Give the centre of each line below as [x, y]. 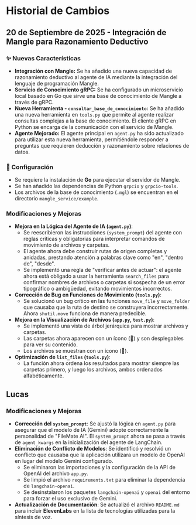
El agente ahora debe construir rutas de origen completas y [95, 251]
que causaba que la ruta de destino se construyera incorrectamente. [106, 307]
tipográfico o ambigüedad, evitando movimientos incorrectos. [98, 289]
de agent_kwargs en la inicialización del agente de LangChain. [88, 442]
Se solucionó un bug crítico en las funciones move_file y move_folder [106, 301]
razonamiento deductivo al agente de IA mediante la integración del [96, 77]
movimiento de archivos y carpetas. [66, 245]
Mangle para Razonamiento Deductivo [77, 41]
